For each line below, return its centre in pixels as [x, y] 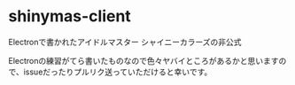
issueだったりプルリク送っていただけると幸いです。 [118, 72]
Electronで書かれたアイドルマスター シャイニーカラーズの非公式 [125, 42]
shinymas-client [70, 16]
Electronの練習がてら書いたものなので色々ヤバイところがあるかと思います [144, 60]
